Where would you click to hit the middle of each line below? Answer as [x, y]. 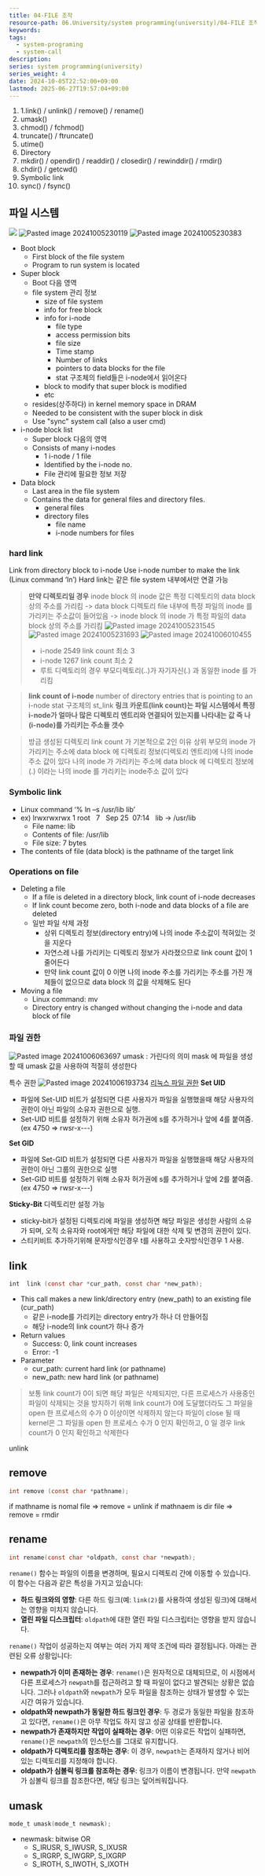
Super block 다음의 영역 [70, 439]
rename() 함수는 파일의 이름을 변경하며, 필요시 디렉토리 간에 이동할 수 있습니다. [130, 1573]
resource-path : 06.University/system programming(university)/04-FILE [127, 23]
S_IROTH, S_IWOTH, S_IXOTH [80, 1864]
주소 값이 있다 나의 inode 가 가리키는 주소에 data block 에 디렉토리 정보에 [141, 761]
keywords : [25, 30]
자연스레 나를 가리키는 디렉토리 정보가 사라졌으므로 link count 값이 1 [148, 953]
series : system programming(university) [76, 67]
